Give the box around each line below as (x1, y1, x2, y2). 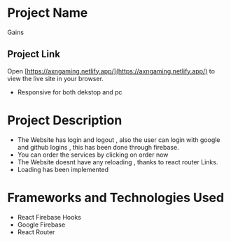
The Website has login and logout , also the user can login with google (17, 135, 220, 144)
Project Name (7, 5, 88, 21)
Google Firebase (17, 220, 66, 229)
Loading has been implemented (17, 165, 109, 173)
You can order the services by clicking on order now (17, 150, 169, 159)
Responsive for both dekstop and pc (17, 87, 122, 96)
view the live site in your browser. (7, 74, 104, 83)
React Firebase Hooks (17, 213, 82, 221)
